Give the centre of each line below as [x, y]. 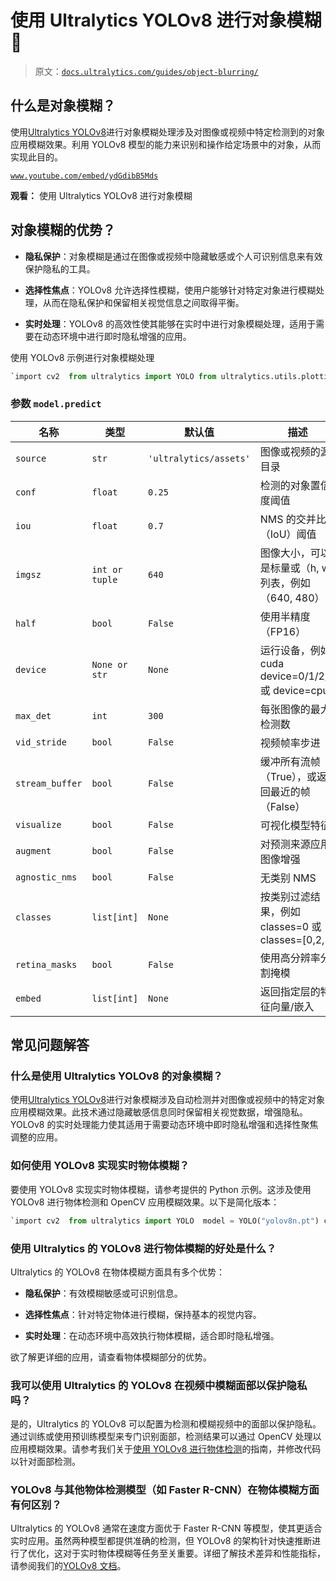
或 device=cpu [294, 690]
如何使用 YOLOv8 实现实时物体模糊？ [100, 1166]
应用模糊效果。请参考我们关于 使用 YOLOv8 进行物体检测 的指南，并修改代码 [166, 1449]
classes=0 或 [290, 926]
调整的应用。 [36, 1137]
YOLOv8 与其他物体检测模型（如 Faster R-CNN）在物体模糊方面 [165, 1490]
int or [107, 569]
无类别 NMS [288, 878]
